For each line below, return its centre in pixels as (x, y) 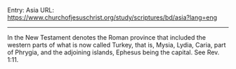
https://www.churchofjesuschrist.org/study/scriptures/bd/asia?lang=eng (112, 17)
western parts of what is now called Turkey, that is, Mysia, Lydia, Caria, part (117, 45)
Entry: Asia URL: (31, 10)
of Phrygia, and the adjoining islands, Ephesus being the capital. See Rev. (113, 52)
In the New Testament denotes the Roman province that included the (107, 37)
